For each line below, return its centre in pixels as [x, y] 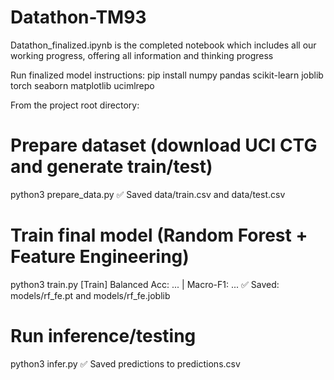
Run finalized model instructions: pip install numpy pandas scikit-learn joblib [167, 75]
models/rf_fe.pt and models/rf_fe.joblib [90, 295]
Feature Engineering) [100, 257]
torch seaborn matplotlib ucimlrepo [82, 85]
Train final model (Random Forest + [159, 235]
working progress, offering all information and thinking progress [142, 55]
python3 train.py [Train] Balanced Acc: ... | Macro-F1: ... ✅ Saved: [145, 284]
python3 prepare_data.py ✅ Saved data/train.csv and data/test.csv [148, 194]
